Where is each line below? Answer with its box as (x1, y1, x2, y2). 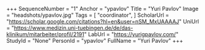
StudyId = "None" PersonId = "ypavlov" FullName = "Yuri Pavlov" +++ (6, 37, 184, 44)
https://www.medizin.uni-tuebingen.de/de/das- (13, 24, 133, 31)
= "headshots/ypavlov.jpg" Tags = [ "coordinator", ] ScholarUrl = (6, 11, 170, 19)
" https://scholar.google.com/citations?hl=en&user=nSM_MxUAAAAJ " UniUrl (6, 18, 199, 25)
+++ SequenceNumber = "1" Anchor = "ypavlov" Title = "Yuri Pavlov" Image (6, 5, 199, 12)
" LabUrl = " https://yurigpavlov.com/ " (84, 31, 179, 38)
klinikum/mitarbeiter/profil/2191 (6, 31, 84, 38)
